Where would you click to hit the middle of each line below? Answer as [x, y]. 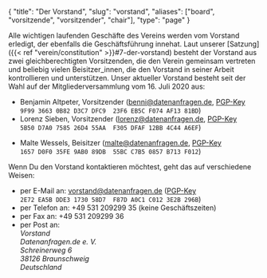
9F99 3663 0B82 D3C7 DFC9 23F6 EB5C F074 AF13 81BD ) [110, 110]
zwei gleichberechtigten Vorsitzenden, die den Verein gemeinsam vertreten [132, 61]
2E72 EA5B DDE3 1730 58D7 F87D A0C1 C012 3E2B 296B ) [110, 199]
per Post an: [40, 224]
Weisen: [22, 175]
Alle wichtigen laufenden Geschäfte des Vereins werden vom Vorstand [124, 36]
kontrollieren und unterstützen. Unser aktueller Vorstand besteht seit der [127, 78]
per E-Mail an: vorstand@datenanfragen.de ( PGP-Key [108, 191]
